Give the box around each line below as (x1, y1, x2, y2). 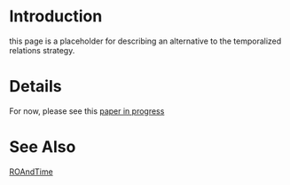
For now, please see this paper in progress (9, 105, 165, 117)
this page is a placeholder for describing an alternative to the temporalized (9, 36, 282, 46)
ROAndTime (9, 166, 53, 177)
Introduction (9, 6, 103, 27)
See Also (9, 137, 76, 157)
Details (9, 76, 62, 97)
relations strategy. (9, 44, 75, 55)
